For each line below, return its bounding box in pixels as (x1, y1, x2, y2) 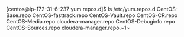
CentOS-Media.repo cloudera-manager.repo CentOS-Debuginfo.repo (6, 18, 176, 25)
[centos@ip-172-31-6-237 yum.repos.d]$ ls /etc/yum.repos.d (6, 6, 156, 12)
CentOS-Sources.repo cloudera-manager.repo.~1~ (6, 24, 130, 31)
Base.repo (6, 12, 31, 19)
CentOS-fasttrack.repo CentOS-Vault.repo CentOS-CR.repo (32, 12, 178, 19)
